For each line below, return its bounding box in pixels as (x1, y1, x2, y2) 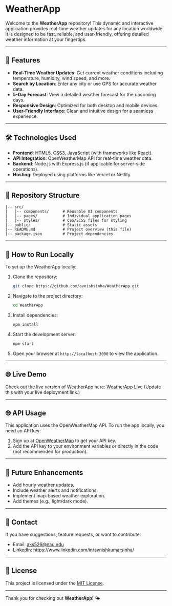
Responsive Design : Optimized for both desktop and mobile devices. (12, 102, 159, 108)
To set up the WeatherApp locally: (5, 264, 77, 270)
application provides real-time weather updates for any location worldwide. (5, 25, 164, 31)
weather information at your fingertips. (5, 36, 87, 43)
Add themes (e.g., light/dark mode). (12, 498, 89, 505)
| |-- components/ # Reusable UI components (5, 209, 118, 214)
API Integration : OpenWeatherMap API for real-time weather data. (12, 155, 153, 161)
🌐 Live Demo (5, 370, 47, 379)
